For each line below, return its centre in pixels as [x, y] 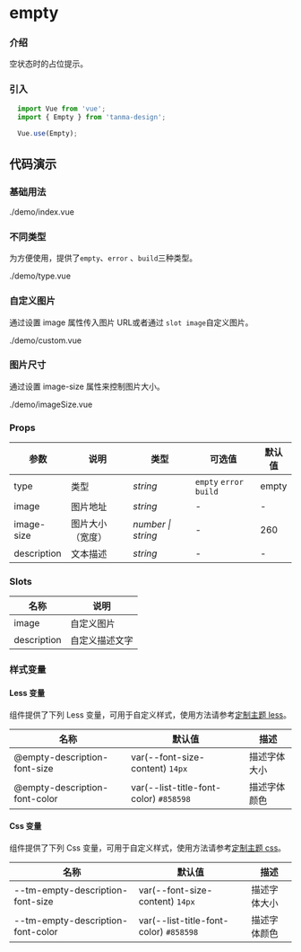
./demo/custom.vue [46, 340]
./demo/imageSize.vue [51, 404]
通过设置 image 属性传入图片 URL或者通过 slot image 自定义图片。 [131, 322]
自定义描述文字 [102, 640]
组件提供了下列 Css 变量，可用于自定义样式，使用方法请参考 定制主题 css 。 [148, 848]
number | [152, 524]
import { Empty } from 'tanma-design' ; [92, 117]
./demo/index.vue [42, 212]
